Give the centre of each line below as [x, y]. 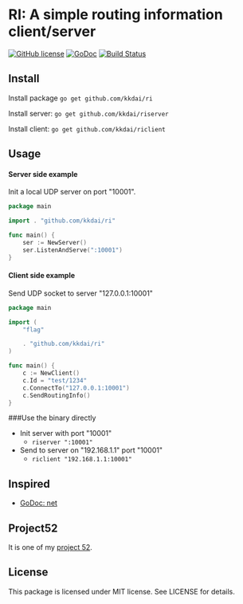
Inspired [29, 484]
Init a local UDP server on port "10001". [72, 192]
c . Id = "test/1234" [55, 380]
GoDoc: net [39, 503]
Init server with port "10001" [66, 433]
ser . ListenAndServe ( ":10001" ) [73, 250]
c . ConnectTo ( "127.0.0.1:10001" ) [76, 388]
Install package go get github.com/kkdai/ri [80, 98]
